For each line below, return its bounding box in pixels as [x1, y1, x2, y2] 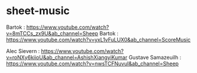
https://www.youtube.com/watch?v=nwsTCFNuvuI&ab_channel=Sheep [6, 60, 179, 67]
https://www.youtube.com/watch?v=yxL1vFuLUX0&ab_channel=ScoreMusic [6, 36, 191, 43]
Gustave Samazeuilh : [129, 54, 182, 61]
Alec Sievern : [6, 47, 40, 54]
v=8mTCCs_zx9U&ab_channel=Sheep [6, 29, 98, 36]
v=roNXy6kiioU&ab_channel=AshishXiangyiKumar [6, 54, 128, 61]
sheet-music [6, 4, 70, 18]
